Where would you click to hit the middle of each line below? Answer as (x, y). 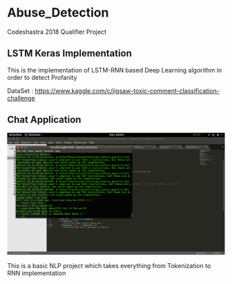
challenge (21, 98)
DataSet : (20, 90)
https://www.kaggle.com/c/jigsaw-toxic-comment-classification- (127, 90)
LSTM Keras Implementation (70, 53)
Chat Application (44, 120)
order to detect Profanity (42, 77)
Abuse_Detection (58, 13)
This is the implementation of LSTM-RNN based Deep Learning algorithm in (115, 70)
